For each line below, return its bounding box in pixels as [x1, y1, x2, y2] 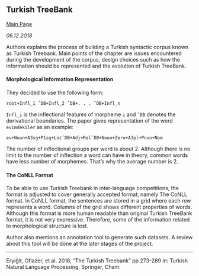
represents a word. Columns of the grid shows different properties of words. [6, 204, 192, 211]
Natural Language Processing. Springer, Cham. [6, 264, 121, 271]
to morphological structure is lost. [6, 222, 89, 230]
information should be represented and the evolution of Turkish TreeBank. [6, 62, 187, 69]
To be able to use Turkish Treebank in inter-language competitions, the [6, 185, 179, 192]
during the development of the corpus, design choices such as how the [6, 56, 181, 63]
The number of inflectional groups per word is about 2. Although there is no [6, 145, 191, 153]
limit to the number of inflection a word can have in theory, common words [6, 152, 188, 159]
